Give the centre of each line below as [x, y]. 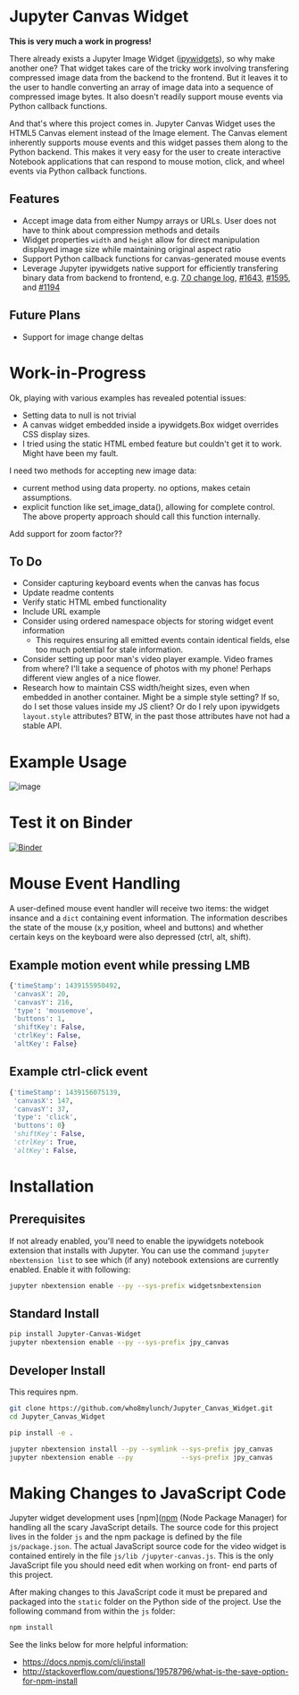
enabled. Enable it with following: [70, 1269]
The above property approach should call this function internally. [141, 516]
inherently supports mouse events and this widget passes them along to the [149, 142]
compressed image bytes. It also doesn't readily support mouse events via [146, 97]
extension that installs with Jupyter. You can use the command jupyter [139, 1250]
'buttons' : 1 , [39, 1019]
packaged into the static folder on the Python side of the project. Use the [145, 1602]
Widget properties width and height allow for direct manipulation [141, 240]
